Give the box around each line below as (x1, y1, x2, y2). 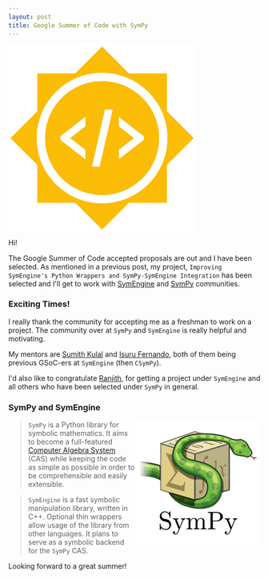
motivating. (8, 333, 46, 343)
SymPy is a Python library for (27, 420, 119, 429)
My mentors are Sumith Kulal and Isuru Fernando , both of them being (8, 349, 236, 359)
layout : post (8, 13, 52, 21)
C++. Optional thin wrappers (27, 512, 122, 521)
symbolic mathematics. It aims (27, 429, 128, 438)
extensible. (27, 480, 65, 489)
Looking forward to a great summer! (8, 561, 127, 571)
